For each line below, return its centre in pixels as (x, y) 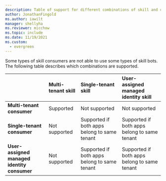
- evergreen (22, 47)
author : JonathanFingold (31, 14)
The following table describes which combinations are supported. (72, 66)
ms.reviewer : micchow (27, 28)
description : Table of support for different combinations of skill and (82, 10)
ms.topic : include (24, 33)
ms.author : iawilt (24, 19)
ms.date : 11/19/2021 (26, 38)
